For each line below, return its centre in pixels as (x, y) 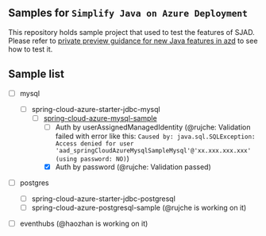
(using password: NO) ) (92, 158)
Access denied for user (94, 143)
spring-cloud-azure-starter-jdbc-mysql (96, 109)
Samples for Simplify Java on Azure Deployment (128, 13)
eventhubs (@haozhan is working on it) (84, 224)
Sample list (37, 74)
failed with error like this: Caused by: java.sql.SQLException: (155, 136)
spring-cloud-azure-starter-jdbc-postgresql (104, 199)
